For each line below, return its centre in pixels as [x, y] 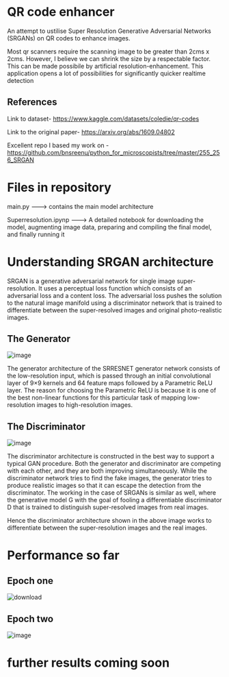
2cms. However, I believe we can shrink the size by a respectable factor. [109, 58]
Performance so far [63, 555]
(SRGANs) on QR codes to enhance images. [69, 38]
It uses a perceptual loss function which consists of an [115, 288]
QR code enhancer [61, 12]
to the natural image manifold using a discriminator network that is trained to [114, 303]
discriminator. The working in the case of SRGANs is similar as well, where [112, 493]
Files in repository [59, 187]
